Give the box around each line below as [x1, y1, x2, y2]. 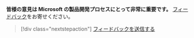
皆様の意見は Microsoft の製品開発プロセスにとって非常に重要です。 [6, 6, 172, 12]
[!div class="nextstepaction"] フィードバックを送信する [20, 26, 155, 32]
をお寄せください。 [27, 13, 74, 20]
